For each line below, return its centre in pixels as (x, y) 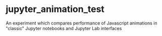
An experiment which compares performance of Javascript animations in (82, 23)
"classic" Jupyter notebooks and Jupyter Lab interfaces (64, 28)
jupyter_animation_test (55, 9)
